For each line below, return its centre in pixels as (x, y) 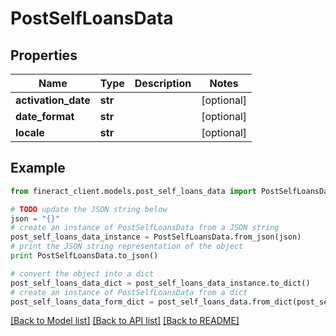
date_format (45, 116)
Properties (44, 55)
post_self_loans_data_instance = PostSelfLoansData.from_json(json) (156, 237)
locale (30, 132)
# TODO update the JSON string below (89, 209)
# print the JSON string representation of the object (127, 247)
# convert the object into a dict (82, 273)
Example (38, 168)
